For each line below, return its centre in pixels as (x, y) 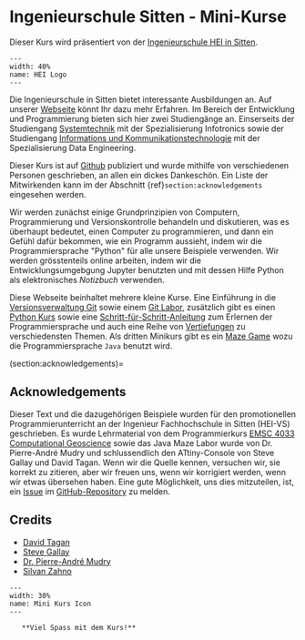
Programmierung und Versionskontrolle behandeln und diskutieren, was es (149, 221)
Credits (31, 520)
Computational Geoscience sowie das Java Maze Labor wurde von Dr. (141, 442)
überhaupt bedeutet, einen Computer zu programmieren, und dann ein (142, 231)
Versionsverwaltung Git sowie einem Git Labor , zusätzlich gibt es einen (142, 307)
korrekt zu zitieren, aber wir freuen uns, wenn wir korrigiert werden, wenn (148, 472)
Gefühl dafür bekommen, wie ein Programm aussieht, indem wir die (136, 241)
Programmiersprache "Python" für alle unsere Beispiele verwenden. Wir (144, 250)
